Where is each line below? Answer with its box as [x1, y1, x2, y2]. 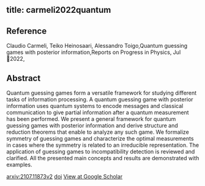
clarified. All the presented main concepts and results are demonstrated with [6, 155, 199, 162]
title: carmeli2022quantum [6, 5, 111, 15]
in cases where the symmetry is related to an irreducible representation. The [6, 141, 199, 149]
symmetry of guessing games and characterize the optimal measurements [6, 135, 194, 142]
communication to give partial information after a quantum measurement [6, 109, 189, 116]
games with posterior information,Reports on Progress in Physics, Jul [6, 48, 181, 56]
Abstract [6, 73, 41, 83]
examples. [6, 161, 32, 168]
